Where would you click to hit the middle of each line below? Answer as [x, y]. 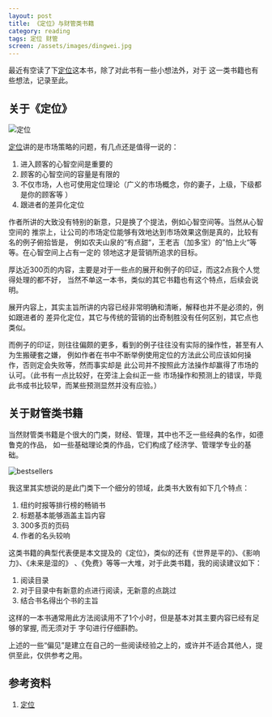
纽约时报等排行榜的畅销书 [63, 505]
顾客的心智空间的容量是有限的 [70, 174]
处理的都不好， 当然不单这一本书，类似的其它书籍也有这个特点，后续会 [133, 279]
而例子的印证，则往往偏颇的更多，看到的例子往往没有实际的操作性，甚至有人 [136, 344]
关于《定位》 [40, 108]
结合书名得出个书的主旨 [59, 600]
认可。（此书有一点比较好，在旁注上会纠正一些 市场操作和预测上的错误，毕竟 [135, 375]
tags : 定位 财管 [33, 39]
